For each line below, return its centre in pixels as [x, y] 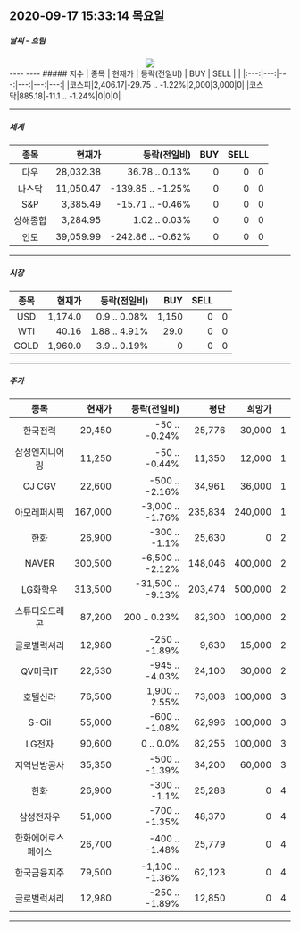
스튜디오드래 [40, 611]
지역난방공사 [40, 765]
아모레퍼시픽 [40, 513]
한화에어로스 [40, 838]
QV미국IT [40, 671]
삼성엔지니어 [40, 452]
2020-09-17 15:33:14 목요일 [87, 16]
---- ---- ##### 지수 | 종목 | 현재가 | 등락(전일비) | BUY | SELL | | [125, 73]
